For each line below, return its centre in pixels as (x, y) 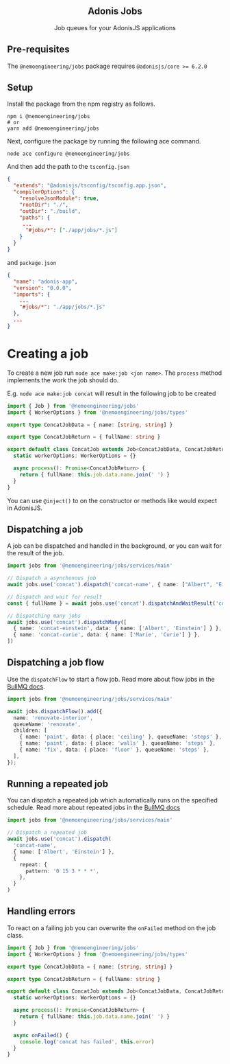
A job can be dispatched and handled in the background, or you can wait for (115, 546)
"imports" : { (32, 294)
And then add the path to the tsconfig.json (68, 167)
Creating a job (48, 354)
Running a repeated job (57, 784)
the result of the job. (36, 553)
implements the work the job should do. (63, 380)
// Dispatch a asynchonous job (52, 578)
